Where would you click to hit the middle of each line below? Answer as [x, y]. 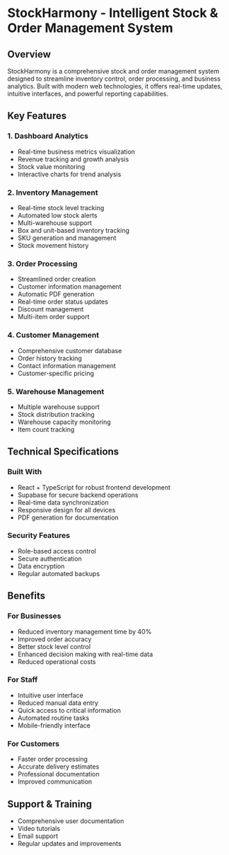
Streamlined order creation [57, 279]
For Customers [34, 743]
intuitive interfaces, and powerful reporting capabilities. [88, 94]
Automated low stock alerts [57, 215]
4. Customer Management [53, 335]
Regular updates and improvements [69, 843]
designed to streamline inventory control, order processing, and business [114, 79]
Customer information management [69, 287]
